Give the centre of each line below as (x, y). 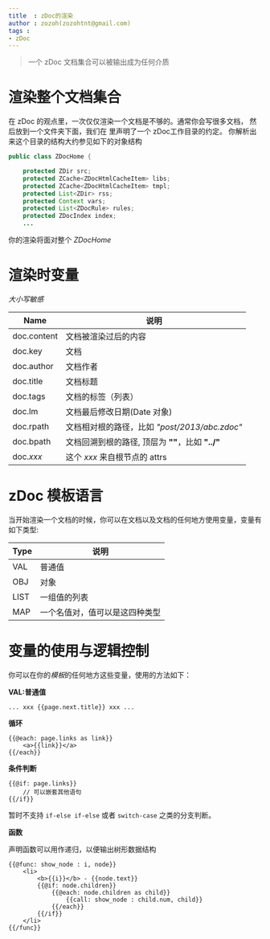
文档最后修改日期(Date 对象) (119, 412)
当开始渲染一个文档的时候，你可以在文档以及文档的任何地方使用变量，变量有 (135, 519)
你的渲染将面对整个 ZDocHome (60, 240)
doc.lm (25, 411)
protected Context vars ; (64, 201)
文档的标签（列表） (102, 397)
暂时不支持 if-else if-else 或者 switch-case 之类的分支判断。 (112, 815)
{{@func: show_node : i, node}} (62, 864)
